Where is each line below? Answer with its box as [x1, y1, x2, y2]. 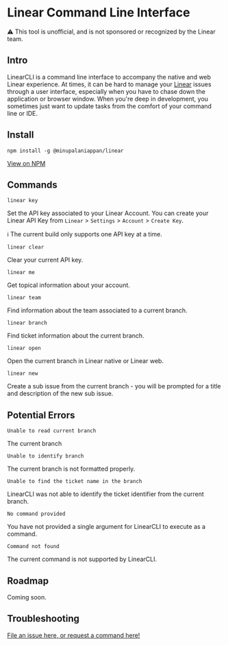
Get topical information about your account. [7, 281, 130, 289]
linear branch [7, 320, 48, 327]
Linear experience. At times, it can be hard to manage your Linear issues [7, 80, 212, 88]
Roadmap [7, 575, 49, 586]
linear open [7, 345, 41, 352]
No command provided [7, 510, 66, 518]
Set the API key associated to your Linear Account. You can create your [7, 209, 209, 217]
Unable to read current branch [7, 427, 97, 434]
